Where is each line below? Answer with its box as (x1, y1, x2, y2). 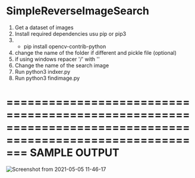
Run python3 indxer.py (14, 68, 71, 75)
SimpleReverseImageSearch (6, 4, 150, 18)
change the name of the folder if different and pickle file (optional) (14, 49, 177, 56)
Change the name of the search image (14, 61, 109, 69)
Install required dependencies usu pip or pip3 (14, 30, 127, 37)
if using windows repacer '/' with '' (14, 55, 100, 63)
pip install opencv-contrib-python (23, 43, 106, 50)
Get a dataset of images (14, 24, 74, 31)
